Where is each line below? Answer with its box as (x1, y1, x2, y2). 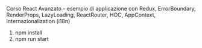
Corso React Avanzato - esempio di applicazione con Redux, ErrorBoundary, (6, 5, 196, 12)
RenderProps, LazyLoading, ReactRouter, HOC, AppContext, (6, 11, 156, 18)
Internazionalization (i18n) (6, 18, 71, 24)
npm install (14, 29, 43, 36)
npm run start (14, 36, 49, 42)
